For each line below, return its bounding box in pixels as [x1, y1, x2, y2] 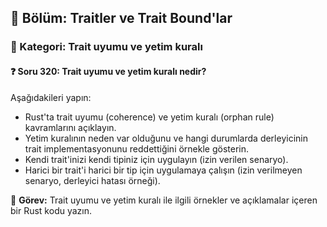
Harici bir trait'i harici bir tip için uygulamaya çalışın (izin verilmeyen [24, 164, 303, 176]
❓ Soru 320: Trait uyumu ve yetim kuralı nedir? [10, 65, 207, 77]
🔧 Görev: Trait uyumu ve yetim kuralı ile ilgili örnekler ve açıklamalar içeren [10, 194, 318, 206]
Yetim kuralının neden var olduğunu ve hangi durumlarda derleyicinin [24, 132, 308, 144]
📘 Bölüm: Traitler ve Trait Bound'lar [10, 10, 233, 27]
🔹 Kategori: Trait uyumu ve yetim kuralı [10, 40, 203, 54]
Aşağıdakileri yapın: [10, 91, 92, 103]
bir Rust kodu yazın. [10, 204, 93, 216]
